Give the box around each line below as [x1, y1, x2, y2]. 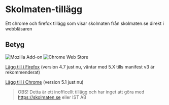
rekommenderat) [5, 69, 41, 75]
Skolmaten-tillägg [5, 4, 83, 15]
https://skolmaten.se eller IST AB [17, 94, 87, 100]
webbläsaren [5, 25, 32, 31]
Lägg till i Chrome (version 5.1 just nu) [5, 79, 84, 85]
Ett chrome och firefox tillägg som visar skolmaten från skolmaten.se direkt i [5, 20, 164, 26]
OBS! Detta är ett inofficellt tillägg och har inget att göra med [17, 89, 145, 95]
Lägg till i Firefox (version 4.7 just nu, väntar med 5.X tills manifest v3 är [5, 63, 155, 69]
